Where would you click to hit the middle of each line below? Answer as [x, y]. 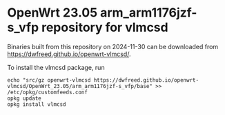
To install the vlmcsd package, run [56, 67]
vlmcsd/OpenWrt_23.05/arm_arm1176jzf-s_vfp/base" [80, 86]
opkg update [24, 98]
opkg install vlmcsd [37, 104]
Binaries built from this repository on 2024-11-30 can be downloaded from [113, 46]
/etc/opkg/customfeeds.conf [48, 92]
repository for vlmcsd [105, 27]
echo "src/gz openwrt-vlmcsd [49, 80]
